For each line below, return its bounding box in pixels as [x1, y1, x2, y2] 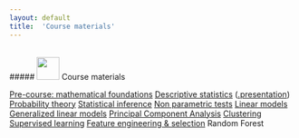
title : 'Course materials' [9, 22, 116, 31]
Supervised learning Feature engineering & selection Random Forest [9, 117, 265, 128]
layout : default [9, 13, 71, 23]
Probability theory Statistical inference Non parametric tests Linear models [9, 98, 288, 109]
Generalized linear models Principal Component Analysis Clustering [9, 108, 262, 119]
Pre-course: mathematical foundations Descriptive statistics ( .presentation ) [9, 88, 290, 100]
